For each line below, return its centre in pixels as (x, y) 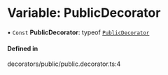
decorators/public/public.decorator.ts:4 (64, 64)
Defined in (23, 48)
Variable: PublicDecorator (84, 13)
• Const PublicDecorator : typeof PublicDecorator (78, 32)
